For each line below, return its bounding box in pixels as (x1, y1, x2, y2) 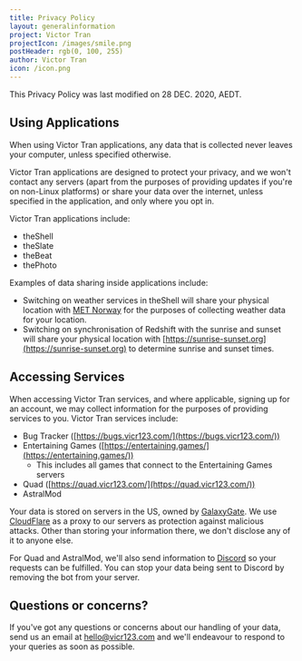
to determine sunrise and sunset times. (128, 342, 275, 354)
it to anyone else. (9, 535, 74, 546)
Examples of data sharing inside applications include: (9, 277, 209, 288)
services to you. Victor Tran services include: (9, 412, 179, 423)
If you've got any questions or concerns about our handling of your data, (9, 622, 281, 633)
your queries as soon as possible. (9, 641, 135, 652)
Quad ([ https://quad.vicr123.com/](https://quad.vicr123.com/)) (22, 478, 256, 489)
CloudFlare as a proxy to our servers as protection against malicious (9, 515, 265, 527)
